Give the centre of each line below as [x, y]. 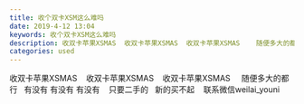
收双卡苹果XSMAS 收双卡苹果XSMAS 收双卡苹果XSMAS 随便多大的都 [149, 79]
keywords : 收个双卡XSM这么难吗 [63, 34]
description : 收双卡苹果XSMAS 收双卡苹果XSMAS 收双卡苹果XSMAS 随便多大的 [150, 43]
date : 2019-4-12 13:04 [52, 26]
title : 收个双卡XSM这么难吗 [57, 18]
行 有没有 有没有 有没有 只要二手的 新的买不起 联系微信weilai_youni [145, 90]
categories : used [42, 52]
